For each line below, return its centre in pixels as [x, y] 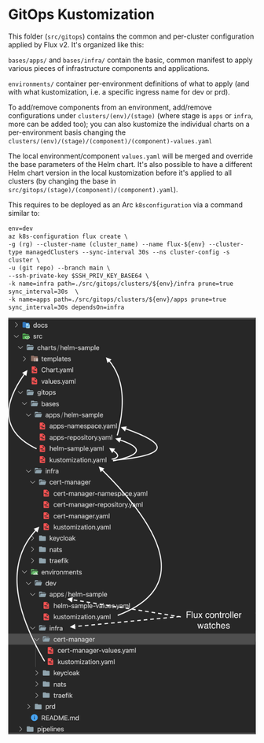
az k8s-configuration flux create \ [68, 236]
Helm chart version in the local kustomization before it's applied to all [120, 173]
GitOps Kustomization [81, 15]
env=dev [21, 228]
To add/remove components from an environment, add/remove [110, 107]
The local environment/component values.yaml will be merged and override [131, 156]
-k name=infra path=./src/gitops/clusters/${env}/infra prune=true [121, 284]
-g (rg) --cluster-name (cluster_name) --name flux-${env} [107, 244]
